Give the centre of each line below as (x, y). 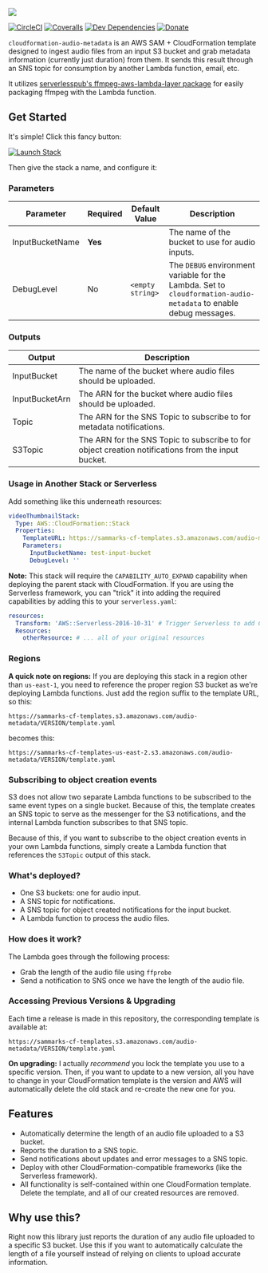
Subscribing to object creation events (83, 779)
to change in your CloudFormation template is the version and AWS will (125, 1080)
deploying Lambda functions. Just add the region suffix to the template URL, (134, 693)
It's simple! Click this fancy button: (65, 137)
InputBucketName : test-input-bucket (90, 553)
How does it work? (45, 939)
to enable (221, 303)
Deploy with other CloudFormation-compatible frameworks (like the (131, 1167)
